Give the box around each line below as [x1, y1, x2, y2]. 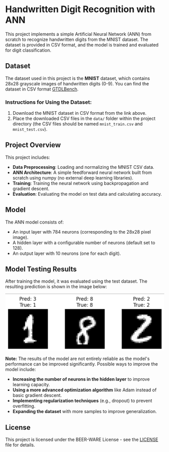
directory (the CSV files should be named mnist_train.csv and [12, 121, 143, 127]
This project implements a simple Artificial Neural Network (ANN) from [5, 31, 151, 37]
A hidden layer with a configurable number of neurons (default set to [12, 239, 155, 246]
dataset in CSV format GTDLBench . [5, 86, 79, 92]
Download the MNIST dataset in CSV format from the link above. [12, 110, 147, 116]
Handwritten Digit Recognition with [5, 4, 155, 15]
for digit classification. [5, 47, 51, 53]
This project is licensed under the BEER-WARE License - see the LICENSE [5, 436, 158, 442]
